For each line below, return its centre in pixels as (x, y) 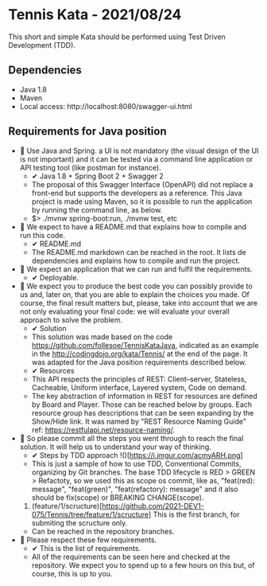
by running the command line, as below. (97, 209)
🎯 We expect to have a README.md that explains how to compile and (133, 227)
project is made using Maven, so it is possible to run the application (142, 201)
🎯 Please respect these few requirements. (88, 540)
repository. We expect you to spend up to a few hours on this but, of (143, 565)
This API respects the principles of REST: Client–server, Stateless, (139, 379)
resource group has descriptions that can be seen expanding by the (143, 412)
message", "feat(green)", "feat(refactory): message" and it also (135, 489)
